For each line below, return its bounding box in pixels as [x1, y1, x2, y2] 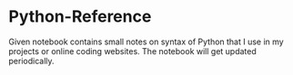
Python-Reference [8, 6, 152, 27]
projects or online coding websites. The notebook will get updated [8, 45, 257, 56]
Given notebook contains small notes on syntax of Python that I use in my [8, 36, 284, 47]
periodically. [8, 55, 56, 66]
